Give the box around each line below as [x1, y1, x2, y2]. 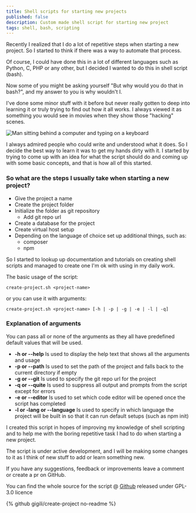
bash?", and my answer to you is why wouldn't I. [6, 88, 122, 95]
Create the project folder [14, 201, 74, 208]
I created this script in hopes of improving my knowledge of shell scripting [6, 424, 185, 431]
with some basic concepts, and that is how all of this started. [6, 160, 152, 167]
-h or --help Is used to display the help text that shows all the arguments [14, 350, 190, 357]
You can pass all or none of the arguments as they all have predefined [6, 332, 175, 339]
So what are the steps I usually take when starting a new [6, 174, 170, 182]
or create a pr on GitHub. [6, 471, 66, 478]
